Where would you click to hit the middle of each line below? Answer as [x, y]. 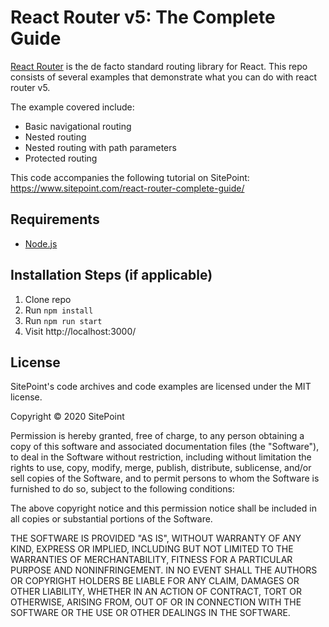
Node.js [41, 243]
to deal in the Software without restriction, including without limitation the [161, 457]
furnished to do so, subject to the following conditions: [122, 489]
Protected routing [61, 158]
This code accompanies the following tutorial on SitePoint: [130, 177]
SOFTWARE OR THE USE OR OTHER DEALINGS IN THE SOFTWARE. [150, 613]
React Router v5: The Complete [143, 17]
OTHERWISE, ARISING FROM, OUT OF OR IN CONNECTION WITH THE [156, 602]
